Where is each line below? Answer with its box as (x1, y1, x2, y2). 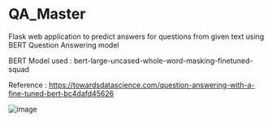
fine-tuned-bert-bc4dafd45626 (8, 88, 114, 98)
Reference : (8, 80, 47, 90)
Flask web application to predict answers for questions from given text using (8, 32, 265, 41)
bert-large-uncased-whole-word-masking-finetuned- (73, 56, 253, 65)
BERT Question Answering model (8, 40, 119, 49)
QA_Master (8, 5, 86, 23)
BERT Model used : (8, 56, 73, 65)
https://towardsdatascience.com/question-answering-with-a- (48, 80, 255, 90)
